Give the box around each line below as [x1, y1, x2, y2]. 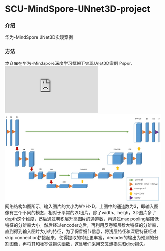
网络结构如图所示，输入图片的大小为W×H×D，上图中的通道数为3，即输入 [5, 203, 154, 209]
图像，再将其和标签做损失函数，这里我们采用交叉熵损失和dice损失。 [9, 241, 148, 247]
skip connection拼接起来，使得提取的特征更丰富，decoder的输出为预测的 [5, 234, 154, 240]
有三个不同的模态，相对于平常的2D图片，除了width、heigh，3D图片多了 [9, 209, 157, 215]
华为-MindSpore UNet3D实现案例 [5, 34, 73, 40]
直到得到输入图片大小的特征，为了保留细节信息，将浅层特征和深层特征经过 [5, 228, 157, 234]
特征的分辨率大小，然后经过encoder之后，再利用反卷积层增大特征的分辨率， [5, 222, 161, 228]
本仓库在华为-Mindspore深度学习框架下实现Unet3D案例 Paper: [5, 60, 132, 66]
